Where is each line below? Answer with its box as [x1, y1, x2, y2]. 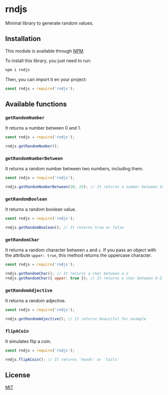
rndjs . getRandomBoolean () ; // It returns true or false [5, 225, 124, 230]
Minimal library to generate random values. [5, 20, 94, 26]
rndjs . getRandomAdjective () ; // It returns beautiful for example [5, 316, 146, 321]
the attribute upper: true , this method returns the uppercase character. [5, 252, 152, 258]
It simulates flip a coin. [5, 338, 51, 344]
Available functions [5, 100, 67, 108]
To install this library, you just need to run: [5, 58, 91, 64]
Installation [5, 35, 41, 43]
